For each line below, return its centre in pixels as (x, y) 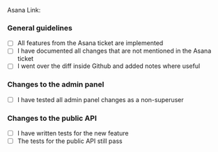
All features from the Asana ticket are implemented (90, 43)
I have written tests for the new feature (73, 133)
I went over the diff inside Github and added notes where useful (109, 66)
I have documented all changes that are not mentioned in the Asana (114, 51)
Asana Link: (24, 10)
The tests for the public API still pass (70, 141)
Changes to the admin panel (56, 85)
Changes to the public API (52, 118)
